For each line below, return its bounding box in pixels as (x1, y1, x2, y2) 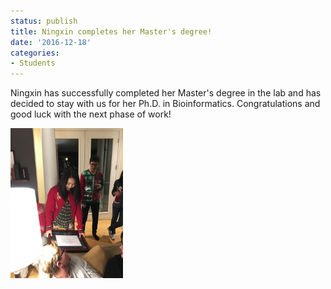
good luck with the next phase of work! (10, 108, 172, 120)
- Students (10, 58, 56, 69)
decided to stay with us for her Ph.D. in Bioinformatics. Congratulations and (10, 98, 321, 110)
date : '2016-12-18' (10, 37, 92, 47)
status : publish (10, 16, 78, 26)
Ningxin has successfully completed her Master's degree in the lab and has (10, 87, 322, 99)
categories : (10, 48, 60, 58)
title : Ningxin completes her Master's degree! (10, 26, 213, 37)
